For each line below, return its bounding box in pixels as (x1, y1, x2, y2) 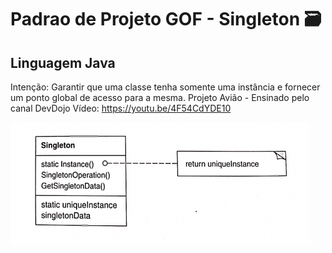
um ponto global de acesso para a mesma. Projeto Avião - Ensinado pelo (10, 92, 310, 103)
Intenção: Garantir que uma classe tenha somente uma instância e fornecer (10, 81, 321, 93)
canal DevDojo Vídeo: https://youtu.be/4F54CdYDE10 (10, 102, 232, 114)
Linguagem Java (10, 54, 116, 71)
